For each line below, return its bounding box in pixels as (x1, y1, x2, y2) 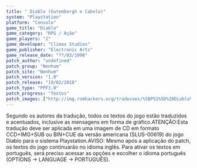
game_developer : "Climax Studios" (6, 42, 91, 48)
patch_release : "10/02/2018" (6, 80, 77, 86)
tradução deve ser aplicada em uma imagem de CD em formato (6, 125, 159, 132)
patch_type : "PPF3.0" (6, 85, 59, 91)
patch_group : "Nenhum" (6, 63, 62, 69)
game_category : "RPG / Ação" (6, 31, 77, 36)
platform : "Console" (6, 19, 57, 25)
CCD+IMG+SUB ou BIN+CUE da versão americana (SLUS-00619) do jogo (6, 130, 184, 138)
